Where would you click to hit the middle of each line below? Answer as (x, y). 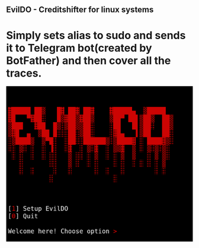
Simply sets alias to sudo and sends (96, 35)
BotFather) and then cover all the (89, 60)
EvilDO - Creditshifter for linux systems (80, 10)
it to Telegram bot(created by (79, 48)
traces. (24, 73)
